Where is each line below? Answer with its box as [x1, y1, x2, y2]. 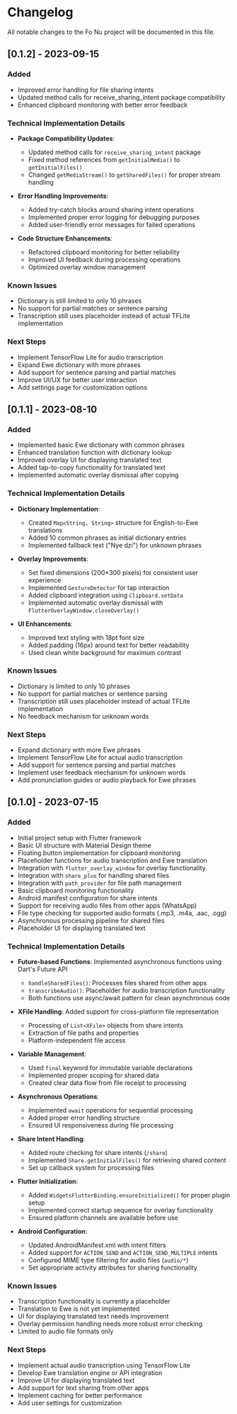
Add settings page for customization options [17, 383, 147, 391]
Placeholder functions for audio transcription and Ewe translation [17, 856, 207, 864]
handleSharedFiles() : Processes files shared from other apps [28, 979, 207, 987]
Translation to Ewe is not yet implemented [17, 1304, 140, 1313]
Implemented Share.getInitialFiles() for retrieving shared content [28, 1156, 226, 1164]
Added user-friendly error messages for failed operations [28, 220, 196, 228]
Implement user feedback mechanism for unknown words [17, 768, 186, 777]
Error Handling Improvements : [17, 192, 109, 200]
